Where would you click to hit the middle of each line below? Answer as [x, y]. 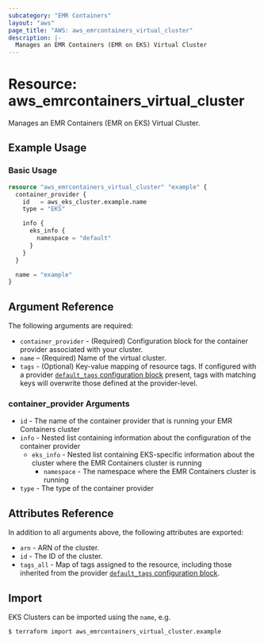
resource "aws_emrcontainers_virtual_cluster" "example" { [108, 187]
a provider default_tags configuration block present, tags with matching [138, 375]
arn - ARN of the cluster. [59, 548]
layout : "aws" [32, 23]
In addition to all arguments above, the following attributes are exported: [126, 533]
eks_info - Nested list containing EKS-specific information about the [143, 455]
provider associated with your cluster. [81, 350]
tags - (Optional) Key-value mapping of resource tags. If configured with [138, 366]
